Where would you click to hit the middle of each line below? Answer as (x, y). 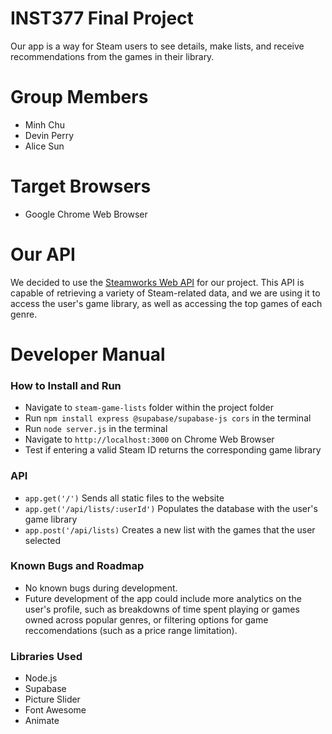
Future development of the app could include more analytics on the (163, 598)
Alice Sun (44, 146)
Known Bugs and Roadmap (77, 566)
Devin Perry (49, 135)
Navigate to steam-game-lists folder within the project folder (149, 408)
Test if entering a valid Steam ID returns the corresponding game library (173, 450)
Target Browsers (81, 186)
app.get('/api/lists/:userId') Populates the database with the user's (171, 508)
